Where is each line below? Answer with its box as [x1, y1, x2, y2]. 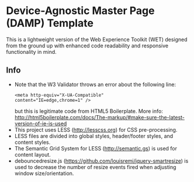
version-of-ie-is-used [14, 120, 67, 127]
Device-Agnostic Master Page [6, 4, 155, 18]
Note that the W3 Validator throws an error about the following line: [14, 81, 176, 88]
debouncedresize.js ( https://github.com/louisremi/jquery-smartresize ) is [14, 157, 189, 164]
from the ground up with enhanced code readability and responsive [6, 42, 168, 49]
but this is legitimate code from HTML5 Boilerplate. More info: [14, 107, 164, 115]
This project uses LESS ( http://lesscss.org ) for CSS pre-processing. [14, 126, 178, 133]
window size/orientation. [14, 170, 74, 177]
